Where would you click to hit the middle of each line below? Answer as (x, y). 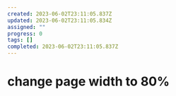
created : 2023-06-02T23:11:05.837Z (60, 14)
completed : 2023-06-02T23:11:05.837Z (63, 47)
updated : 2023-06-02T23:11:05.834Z (60, 20)
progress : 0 (25, 34)
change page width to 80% (88, 82)
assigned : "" (27, 27)
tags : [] (20, 40)
